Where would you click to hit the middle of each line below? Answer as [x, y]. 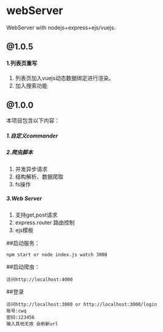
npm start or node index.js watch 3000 [57, 254]
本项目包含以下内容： [33, 120]
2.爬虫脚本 [20, 152]
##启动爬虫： [23, 267]
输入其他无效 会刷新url [32, 324]
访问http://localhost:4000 [40, 279]
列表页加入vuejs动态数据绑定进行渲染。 [64, 78]
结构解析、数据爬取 [39, 176]
